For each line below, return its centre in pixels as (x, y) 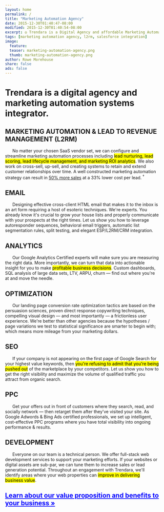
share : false (18, 64)
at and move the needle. (29, 278)
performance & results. (28, 427)
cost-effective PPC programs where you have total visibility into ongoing (78, 422)
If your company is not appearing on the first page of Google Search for (84, 358)
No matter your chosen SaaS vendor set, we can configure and (75, 151)
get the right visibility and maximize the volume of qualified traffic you (75, 374)
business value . (21, 480)
